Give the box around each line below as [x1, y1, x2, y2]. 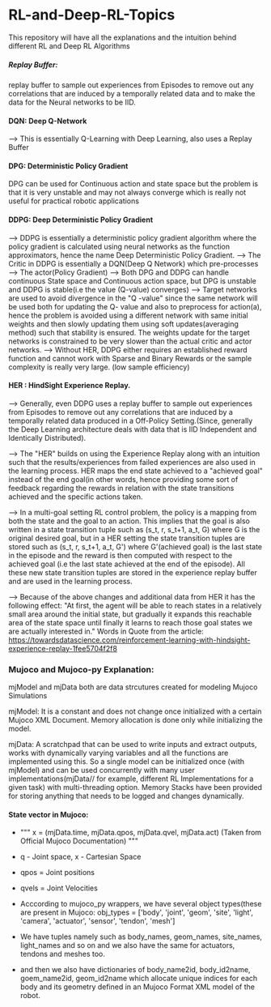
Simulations [8, 691, 48, 701]
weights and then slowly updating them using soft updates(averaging [8, 318, 239, 329]
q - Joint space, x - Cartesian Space [19, 852, 142, 862]
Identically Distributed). [8, 433, 87, 442]
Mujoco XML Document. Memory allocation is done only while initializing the [8, 715, 263, 725]
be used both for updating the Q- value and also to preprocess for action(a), [8, 301, 262, 311]
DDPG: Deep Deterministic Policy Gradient [8, 215, 154, 224]
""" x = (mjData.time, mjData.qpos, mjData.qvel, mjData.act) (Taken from [19, 828, 261, 838]
